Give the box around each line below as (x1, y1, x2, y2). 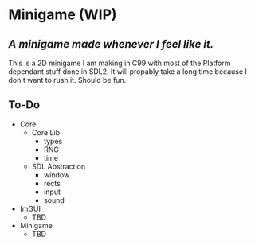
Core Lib (31, 127, 61, 137)
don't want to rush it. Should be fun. (8, 76, 127, 84)
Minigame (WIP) (8, 6, 117, 24)
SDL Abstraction (31, 161, 86, 171)
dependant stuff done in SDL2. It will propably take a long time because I (8, 67, 247, 76)
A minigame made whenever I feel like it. (8, 37, 214, 51)
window (43, 169, 70, 180)
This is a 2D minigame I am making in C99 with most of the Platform (8, 58, 231, 68)
